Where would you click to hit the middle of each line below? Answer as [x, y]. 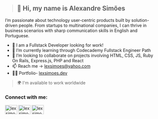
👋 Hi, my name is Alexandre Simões [71, 8]
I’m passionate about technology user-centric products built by [68, 20]
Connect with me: [26, 97]
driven [11, 25]
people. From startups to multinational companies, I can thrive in [83, 25]
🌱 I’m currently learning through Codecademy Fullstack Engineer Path [81, 50]
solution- [140, 20]
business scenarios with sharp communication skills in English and [71, 30]
